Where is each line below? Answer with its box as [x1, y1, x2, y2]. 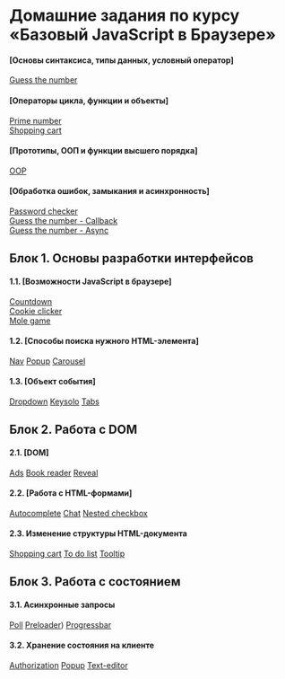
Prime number [9, 115, 62, 126]
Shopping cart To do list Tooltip [9, 549, 125, 559]
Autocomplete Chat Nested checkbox [9, 507, 148, 518]
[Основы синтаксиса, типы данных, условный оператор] [9, 55, 235, 66]
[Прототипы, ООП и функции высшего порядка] [9, 145, 198, 156]
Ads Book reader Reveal [9, 467, 99, 478]
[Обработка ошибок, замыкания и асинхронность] [9, 186, 210, 197]
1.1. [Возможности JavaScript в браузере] [9, 276, 172, 287]
